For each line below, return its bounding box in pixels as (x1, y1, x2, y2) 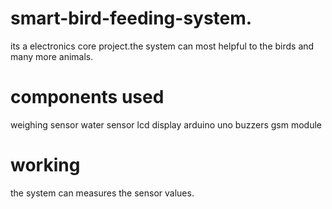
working (10, 154, 81, 177)
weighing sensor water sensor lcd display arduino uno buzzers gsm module (10, 118, 322, 131)
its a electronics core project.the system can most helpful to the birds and (10, 40, 315, 52)
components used (10, 86, 165, 109)
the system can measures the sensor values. (10, 187, 195, 199)
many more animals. (10, 50, 94, 62)
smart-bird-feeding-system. (10, 7, 253, 30)
